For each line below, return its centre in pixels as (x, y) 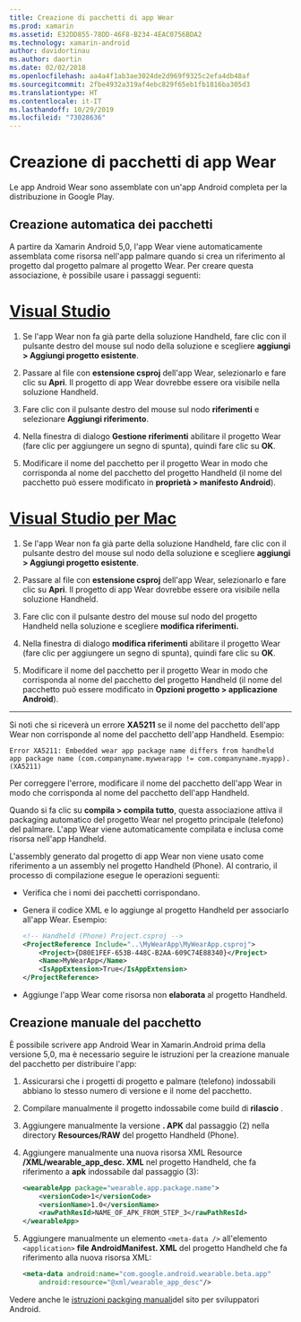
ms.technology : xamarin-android (69, 43)
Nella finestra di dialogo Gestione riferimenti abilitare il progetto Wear (152, 436)
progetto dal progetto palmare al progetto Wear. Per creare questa (131, 265)
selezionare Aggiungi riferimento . (86, 419)
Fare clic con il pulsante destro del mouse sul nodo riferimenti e (141, 409)
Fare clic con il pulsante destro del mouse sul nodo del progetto (140, 616)
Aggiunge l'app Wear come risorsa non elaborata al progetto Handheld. (155, 995)
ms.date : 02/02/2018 (48, 68)
